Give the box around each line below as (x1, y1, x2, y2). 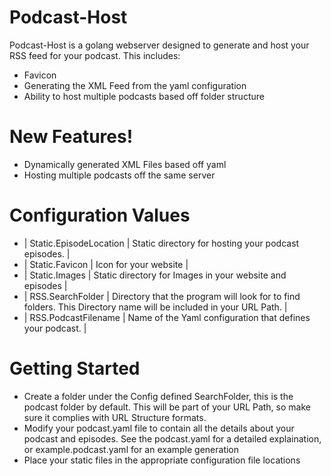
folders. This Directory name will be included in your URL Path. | (23, 301, 288, 313)
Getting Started (9, 357, 141, 380)
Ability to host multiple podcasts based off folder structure (23, 90, 265, 102)
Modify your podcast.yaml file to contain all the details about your (23, 422, 295, 434)
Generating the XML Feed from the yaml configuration (23, 79, 247, 91)
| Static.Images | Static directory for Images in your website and (23, 269, 287, 281)
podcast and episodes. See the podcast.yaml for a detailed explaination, (23, 432, 322, 445)
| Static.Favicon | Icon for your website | (23, 258, 189, 270)
